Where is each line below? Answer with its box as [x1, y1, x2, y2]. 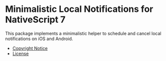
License [12, 51, 29, 57]
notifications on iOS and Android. [5, 36, 73, 42]
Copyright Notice [12, 45, 48, 51]
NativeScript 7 [5, 14, 66, 25]
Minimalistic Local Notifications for [5, 3, 154, 15]
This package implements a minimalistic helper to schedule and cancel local [5, 30, 162, 36]
